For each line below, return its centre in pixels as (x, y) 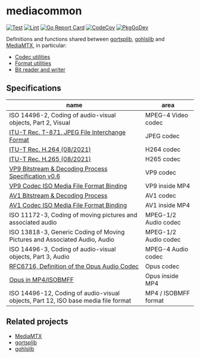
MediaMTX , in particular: (37, 45)
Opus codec (162, 266)
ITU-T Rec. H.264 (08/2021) (50, 149)
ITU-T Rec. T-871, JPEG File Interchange (68, 132)
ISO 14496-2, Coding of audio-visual (62, 115)
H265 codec (163, 159)
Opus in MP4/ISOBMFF (42, 279)
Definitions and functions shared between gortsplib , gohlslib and (85, 39)
